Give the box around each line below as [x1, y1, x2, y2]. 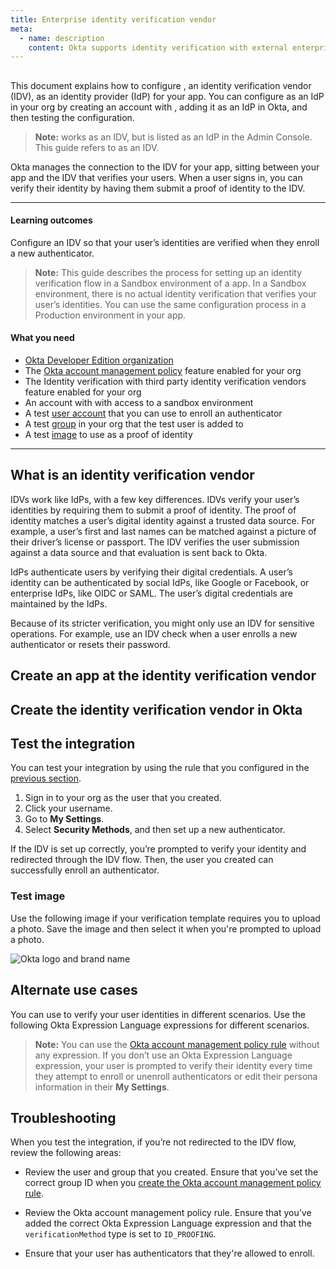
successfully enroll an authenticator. [10, 864, 160, 876]
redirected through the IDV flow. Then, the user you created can [10, 854, 274, 866]
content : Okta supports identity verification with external [28, 42, 288, 53]
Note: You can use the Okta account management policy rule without [34, 1038, 320, 1050]
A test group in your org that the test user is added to [24, 418, 244, 430]
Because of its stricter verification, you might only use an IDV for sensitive [10, 617, 315, 629]
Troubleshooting [10, 1109, 117, 1126]
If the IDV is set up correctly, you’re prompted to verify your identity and [10, 843, 307, 855]
